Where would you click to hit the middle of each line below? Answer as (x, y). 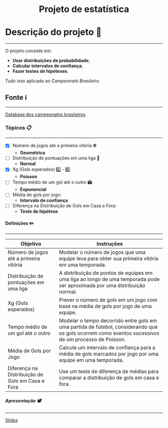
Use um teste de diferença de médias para (109, 371)
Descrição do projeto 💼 (53, 32)
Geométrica (32, 153)
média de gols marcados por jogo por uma (109, 354)
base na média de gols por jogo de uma (105, 306)
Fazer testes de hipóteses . (40, 71)
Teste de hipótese (39, 211)
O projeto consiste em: (28, 51)
